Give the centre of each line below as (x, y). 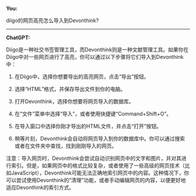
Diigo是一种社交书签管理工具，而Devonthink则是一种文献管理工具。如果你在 (97, 50)
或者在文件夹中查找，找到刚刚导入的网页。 (66, 146)
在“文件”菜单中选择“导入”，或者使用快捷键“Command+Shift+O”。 (93, 114)
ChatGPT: (18, 38)
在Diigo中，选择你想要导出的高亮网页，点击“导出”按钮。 (82, 76)
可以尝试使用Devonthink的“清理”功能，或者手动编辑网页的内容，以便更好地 (96, 180)
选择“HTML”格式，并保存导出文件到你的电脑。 (70, 89)
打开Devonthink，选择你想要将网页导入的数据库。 (74, 101)
